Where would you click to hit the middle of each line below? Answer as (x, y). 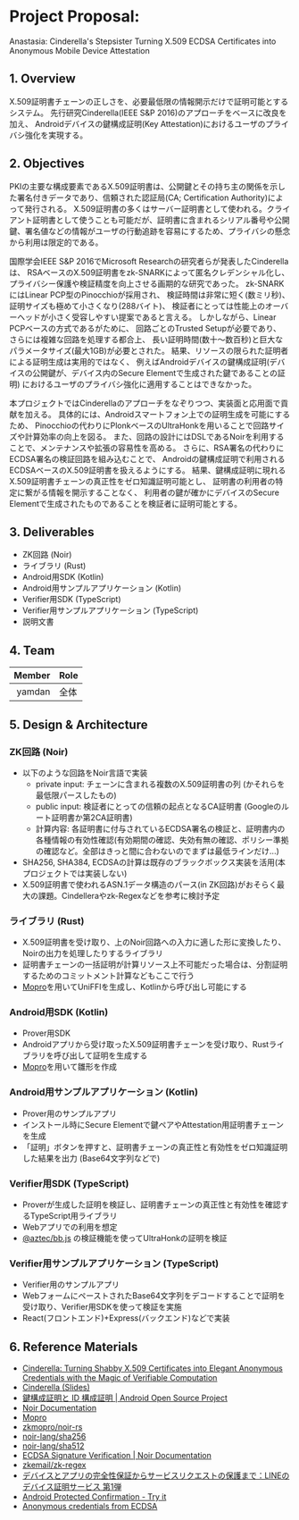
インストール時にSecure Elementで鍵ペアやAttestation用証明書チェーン (153, 1124)
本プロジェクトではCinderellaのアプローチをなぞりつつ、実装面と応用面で (145, 403)
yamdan (33, 692)
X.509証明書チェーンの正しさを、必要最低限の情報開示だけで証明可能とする (149, 101)
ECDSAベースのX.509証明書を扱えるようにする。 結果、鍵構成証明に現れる (148, 470)
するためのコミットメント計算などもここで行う (108, 976)
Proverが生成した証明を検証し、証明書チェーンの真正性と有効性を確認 (151, 1205)
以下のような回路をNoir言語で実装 (85, 773)
